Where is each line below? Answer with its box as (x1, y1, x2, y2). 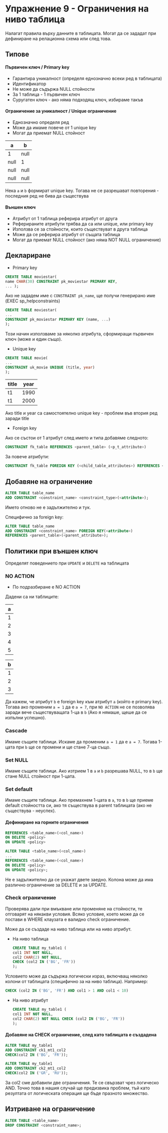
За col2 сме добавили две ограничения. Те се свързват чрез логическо (5, 1080, 159, 1086)
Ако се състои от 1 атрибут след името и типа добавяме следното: (5, 435, 148, 441)
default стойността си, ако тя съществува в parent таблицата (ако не (5, 803, 152, 809)
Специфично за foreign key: (5, 514, 64, 520)
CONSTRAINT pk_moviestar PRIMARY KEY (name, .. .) (5, 317, 111, 322)
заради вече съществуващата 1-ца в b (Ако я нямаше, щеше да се (5, 709, 147, 715)
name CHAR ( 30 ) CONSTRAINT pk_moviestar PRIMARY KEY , (5, 279, 117, 284)
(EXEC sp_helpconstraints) (5, 298, 60, 304)
